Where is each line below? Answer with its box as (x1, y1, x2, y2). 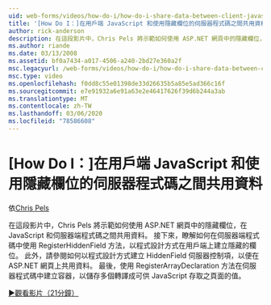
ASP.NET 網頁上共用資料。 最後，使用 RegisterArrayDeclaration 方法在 (8, 261, 243, 270)
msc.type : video (8, 72, 63, 80)
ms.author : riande (8, 42, 70, 50)
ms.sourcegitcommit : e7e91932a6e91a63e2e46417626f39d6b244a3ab (8, 87, 226, 95)
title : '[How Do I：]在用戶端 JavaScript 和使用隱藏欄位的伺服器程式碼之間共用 (8, 19, 256, 28)
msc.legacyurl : (8, 65, 60, 73)
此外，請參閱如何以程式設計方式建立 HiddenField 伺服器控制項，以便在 (23, 250, 260, 260)
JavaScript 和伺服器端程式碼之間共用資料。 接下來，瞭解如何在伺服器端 (8, 230, 246, 239)
